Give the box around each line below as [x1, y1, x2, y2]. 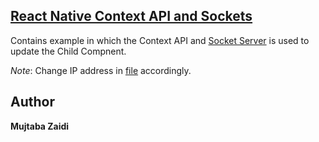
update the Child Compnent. [10, 45, 127, 57]
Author [10, 94, 55, 111]
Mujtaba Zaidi [10, 120, 70, 132]
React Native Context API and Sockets [10, 8, 253, 25]
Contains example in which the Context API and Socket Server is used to [10, 34, 310, 46]
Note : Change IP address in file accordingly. [10, 64, 192, 76]
